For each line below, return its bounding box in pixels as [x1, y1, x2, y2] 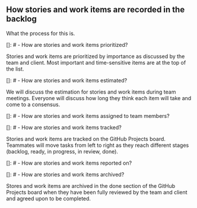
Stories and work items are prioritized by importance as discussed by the [6, 53, 185, 60]
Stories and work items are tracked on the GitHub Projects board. [6, 135, 166, 142]
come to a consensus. [6, 101, 61, 108]
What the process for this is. [6, 30, 75, 37]
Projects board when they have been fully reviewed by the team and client [6, 188, 188, 196]
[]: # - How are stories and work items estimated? [6, 76, 128, 84]
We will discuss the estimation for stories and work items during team [6, 88, 176, 95]
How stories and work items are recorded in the [6, 5, 185, 15]
